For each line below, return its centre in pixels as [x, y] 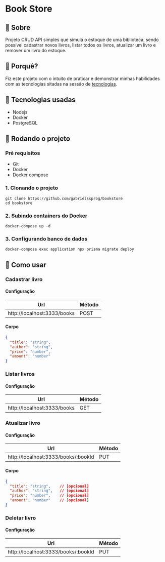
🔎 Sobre [18, 28]
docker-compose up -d [28, 226]
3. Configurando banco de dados [46, 238]
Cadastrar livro [24, 279]
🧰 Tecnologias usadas [40, 100]
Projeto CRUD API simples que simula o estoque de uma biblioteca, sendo [82, 39]
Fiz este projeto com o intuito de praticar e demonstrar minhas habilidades [82, 78]
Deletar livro [21, 518]
